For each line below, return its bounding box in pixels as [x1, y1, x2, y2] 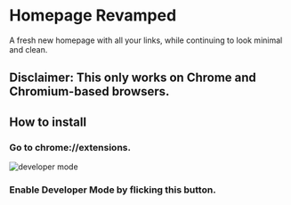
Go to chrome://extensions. [9, 141, 132, 153]
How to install [9, 114, 87, 129]
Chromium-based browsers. [9, 84, 170, 99]
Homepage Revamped [9, 5, 177, 26]
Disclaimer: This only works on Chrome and [9, 70, 256, 86]
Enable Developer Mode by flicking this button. [9, 184, 216, 196]
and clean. [9, 44, 48, 54]
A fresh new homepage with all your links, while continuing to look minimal [9, 35, 283, 45]
